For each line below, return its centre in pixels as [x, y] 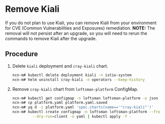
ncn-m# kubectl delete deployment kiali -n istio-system [72, 75]
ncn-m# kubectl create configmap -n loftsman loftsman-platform [80, 112]
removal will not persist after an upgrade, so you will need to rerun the [76, 33]
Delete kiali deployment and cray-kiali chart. [60, 66]
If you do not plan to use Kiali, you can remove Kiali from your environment [81, 23]
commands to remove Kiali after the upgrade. [51, 39]
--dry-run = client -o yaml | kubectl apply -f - [82, 117]
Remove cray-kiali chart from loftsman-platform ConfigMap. [75, 89]
